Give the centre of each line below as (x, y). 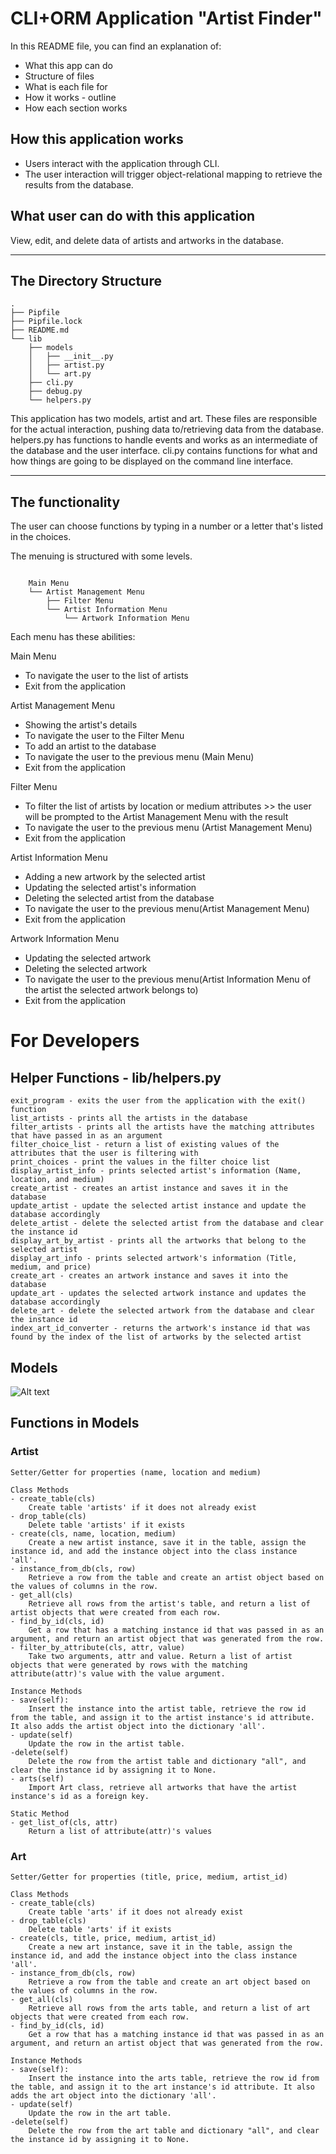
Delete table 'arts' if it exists (100, 1929)
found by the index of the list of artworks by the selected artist (156, 1337)
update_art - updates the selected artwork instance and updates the (158, 1293)
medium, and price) (51, 1267)
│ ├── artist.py (66, 365)
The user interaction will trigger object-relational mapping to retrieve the (173, 174)
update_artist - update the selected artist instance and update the (158, 1206)
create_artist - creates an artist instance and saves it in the (149, 1188)
